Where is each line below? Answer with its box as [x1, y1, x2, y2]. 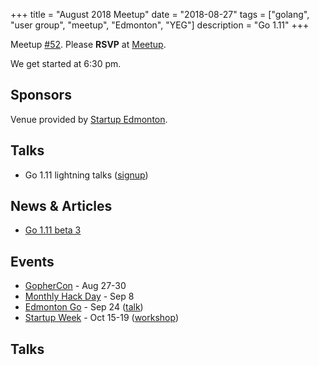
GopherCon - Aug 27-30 [24, 280, 127, 292]
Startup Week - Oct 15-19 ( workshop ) [24, 312, 180, 324]
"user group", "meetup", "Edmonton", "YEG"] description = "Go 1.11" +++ [10, 19, 310, 31]
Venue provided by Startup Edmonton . [10, 113, 168, 125]
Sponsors [10, 87, 72, 104]
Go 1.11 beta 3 [24, 224, 82, 236]
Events [10, 253, 55, 270]
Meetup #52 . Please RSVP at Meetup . [10, 39, 167, 50]
